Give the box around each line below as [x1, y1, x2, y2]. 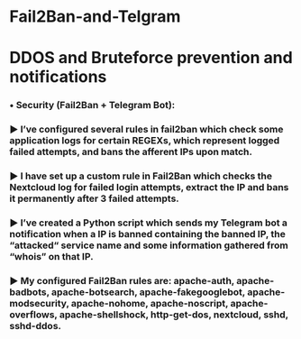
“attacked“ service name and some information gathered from [9, 239, 288, 252]
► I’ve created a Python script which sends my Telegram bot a [9, 216, 288, 229]
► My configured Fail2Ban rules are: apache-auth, [9, 274, 235, 287]
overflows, [9, 308, 58, 321]
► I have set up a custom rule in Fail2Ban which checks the [9, 169, 273, 182]
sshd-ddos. [9, 319, 61, 332]
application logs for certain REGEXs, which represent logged [9, 134, 280, 147]
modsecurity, [9, 297, 69, 309]
